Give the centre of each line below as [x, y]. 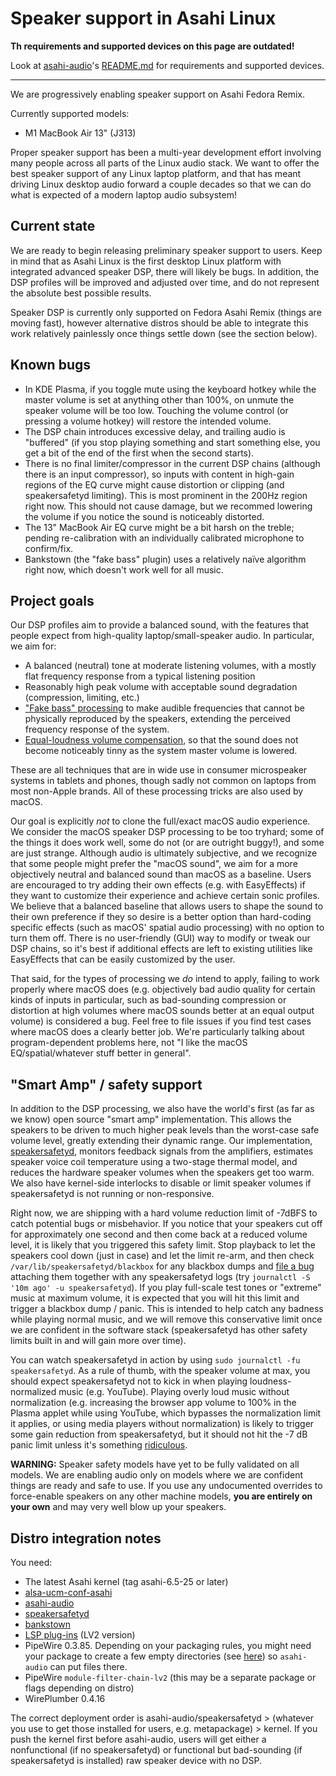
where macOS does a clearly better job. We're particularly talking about [157, 1032]
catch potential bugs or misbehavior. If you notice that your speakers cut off [166, 1224]
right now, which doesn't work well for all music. [124, 569]
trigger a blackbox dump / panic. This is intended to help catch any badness [167, 1309]
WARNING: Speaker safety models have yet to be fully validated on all [155, 1464]
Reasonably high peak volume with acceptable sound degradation [161, 687]
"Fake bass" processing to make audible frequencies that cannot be [165, 708]
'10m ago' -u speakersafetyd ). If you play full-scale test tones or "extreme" [166, 1288]
